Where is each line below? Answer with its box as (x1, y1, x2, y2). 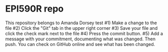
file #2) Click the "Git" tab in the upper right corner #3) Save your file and (5, 25, 158, 31)
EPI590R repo (5, 3, 64, 15)
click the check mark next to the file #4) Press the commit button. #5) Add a (5, 30, 163, 36)
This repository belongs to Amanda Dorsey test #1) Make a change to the (5, 20, 157, 26)
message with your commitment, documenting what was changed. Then (5, 36, 155, 42)
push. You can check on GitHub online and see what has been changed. (5, 41, 155, 47)
